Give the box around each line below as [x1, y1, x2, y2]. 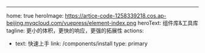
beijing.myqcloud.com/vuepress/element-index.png [6, 19, 137, 26]
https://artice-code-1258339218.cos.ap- [65, 12, 167, 19]
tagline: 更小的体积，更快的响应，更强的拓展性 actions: [6, 27, 145, 34]
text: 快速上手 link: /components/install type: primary [15, 40, 148, 47]
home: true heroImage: [6, 12, 64, 19]
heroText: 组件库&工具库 [137, 19, 198, 26]
